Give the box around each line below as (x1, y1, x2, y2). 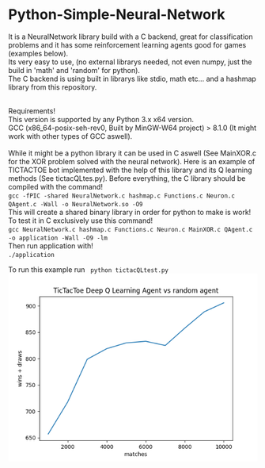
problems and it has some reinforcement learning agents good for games (8, 40, 247, 49)
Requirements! (8, 105, 55, 116)
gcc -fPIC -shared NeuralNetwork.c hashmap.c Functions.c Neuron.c (8, 192, 236, 200)
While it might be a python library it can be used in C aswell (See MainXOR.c (8, 148, 257, 158)
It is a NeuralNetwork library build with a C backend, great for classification (8, 32, 253, 41)
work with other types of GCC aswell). (8, 131, 133, 140)
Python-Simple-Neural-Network (8, 6, 225, 24)
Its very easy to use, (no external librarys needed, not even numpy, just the (8, 57, 252, 67)
